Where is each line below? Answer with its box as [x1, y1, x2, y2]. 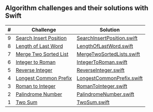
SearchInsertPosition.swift [76, 35, 138, 41]
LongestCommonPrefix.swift [76, 75, 143, 81]
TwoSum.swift [76, 99, 110, 106]
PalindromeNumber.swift [76, 91, 134, 98]
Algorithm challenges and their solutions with [5, 4, 149, 12]
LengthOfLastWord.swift [76, 42, 133, 49]
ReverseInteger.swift [76, 67, 125, 74]
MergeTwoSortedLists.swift [76, 50, 140, 57]
